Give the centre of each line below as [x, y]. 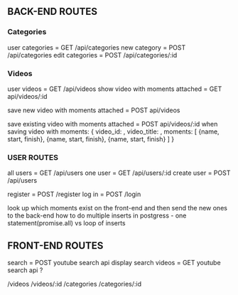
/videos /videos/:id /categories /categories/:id [75, 284]
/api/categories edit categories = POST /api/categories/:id [92, 55]
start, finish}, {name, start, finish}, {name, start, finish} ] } [91, 139]
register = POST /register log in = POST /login [74, 194]
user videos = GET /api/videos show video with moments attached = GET [115, 89]
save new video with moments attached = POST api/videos [94, 110]
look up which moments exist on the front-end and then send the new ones [117, 208]
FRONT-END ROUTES [55, 246]
